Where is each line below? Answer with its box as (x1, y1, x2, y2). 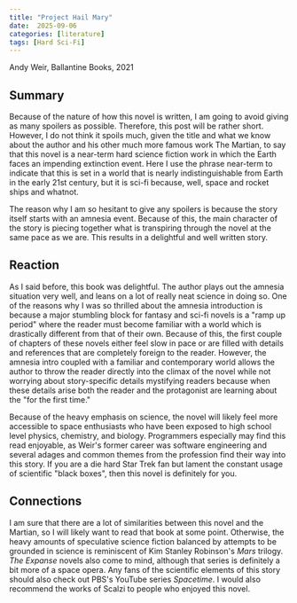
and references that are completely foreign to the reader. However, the (9, 347, 267, 357)
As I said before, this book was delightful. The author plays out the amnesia (9, 281, 285, 292)
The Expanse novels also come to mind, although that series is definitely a (9, 555, 281, 566)
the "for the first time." (9, 394, 91, 404)
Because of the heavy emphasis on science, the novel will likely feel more (9, 411, 278, 422)
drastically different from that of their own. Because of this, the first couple (9, 328, 282, 339)
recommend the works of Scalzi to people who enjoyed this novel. (9, 583, 251, 594)
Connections (9, 494, 82, 509)
